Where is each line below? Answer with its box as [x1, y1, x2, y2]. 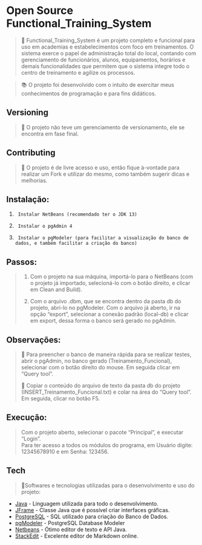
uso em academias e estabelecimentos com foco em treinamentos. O [21, 43, 194, 50]
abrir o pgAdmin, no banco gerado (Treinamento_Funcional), [21, 357, 172, 365]
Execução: [6, 413, 47, 423]
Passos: [6, 256, 37, 267]
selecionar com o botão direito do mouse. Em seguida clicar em [21, 364, 180, 371]
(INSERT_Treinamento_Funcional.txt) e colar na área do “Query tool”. [21, 388, 192, 396]
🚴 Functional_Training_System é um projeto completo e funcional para [21, 36, 195, 44]
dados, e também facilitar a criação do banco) [15, 241, 137, 247]
